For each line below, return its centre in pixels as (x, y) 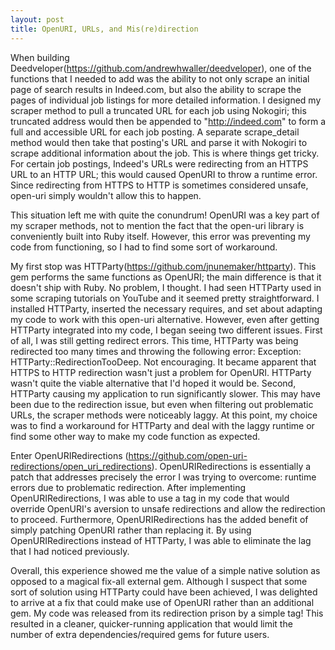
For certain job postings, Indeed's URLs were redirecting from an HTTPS (159, 163)
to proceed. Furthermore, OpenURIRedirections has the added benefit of (159, 519)
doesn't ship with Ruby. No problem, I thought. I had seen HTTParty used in (166, 287)
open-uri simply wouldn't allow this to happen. (106, 195)
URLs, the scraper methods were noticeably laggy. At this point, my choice (164, 415)
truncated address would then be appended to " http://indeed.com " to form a (168, 121)
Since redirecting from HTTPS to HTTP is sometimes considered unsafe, (159, 185)
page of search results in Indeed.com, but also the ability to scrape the (156, 89)
